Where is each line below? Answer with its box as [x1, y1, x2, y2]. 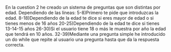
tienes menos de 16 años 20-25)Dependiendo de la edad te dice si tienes [5, 20, 160, 26]
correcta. [5, 42, 25, 47]
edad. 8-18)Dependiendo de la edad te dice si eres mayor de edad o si [5, 15, 154, 21]
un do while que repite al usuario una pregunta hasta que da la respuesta [5, 36, 160, 42]
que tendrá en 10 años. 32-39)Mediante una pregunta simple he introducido [5, 31, 165, 37]
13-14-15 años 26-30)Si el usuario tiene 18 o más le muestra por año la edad [5, 26, 166, 32]
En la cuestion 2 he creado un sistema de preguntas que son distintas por [5, 5, 161, 10]
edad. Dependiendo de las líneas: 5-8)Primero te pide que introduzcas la [5, 10, 159, 16]
